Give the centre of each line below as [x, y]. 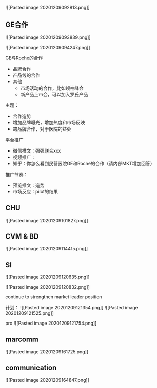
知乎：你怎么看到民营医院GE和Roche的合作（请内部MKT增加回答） [84, 163]
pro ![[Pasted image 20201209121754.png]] [51, 323]
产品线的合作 [26, 75]
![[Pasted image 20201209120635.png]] [47, 277]
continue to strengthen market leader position [54, 297]
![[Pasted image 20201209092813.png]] [47, 7]
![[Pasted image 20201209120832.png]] [47, 287]
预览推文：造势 [28, 185]
